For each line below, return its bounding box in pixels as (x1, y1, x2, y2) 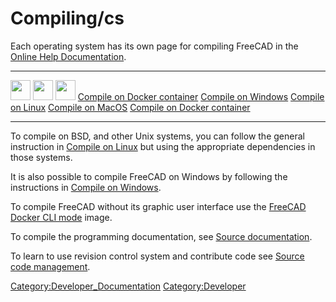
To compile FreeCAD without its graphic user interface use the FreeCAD (10, 200, 307, 212)
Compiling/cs (10, 7, 125, 30)
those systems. (10, 151, 73, 163)
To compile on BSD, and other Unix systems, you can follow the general (10, 130, 305, 142)
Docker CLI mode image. (10, 211, 113, 223)
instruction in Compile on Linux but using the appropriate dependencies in (10, 140, 316, 152)
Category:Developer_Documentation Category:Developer (10, 280, 247, 292)
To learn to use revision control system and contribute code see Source (10, 250, 305, 262)
